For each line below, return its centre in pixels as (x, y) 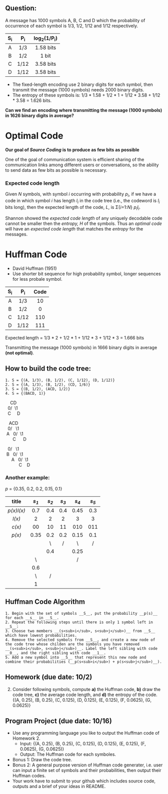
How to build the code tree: (48, 369)
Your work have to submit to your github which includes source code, (84, 781)
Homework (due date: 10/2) (49, 677)
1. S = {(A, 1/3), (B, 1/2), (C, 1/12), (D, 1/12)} (60, 380)
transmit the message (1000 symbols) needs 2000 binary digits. (78, 90)
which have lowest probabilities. (41, 635)
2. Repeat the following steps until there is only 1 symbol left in (79, 622)
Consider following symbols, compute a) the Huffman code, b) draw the (86, 689)
